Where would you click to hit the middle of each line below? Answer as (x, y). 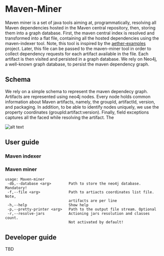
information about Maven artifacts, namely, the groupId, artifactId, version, (80, 102)
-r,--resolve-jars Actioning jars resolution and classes (79, 214)
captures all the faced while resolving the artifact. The (59, 117)
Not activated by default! (96, 222)
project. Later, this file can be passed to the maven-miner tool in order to (78, 48)
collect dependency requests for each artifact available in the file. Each (77, 54)
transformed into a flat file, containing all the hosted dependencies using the (82, 38)
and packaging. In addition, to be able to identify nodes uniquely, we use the (82, 107)
